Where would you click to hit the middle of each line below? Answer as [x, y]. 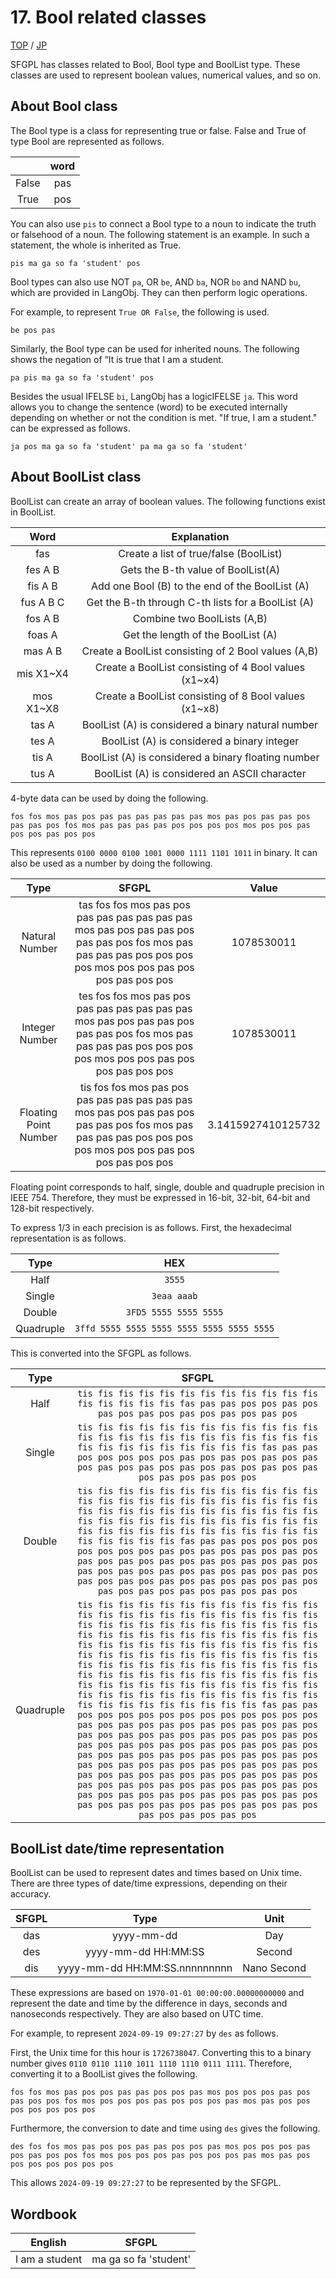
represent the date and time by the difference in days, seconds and [149, 2003]
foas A [42, 634]
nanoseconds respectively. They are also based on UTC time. [137, 2014]
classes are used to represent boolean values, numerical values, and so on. [165, 75]
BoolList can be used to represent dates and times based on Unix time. [156, 1873]
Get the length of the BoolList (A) [200, 634]
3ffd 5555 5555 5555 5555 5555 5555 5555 [174, 1328]
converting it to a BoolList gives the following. [104, 2074]
